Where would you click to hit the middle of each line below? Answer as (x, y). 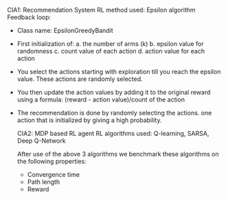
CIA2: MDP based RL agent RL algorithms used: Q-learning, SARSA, (113, 133)
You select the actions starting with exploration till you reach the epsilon (119, 72)
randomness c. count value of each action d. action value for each (111, 51)
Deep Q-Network (42, 141)
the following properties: (52, 161)
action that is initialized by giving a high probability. (89, 120)
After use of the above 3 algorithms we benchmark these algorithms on (118, 154)
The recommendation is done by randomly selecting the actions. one (114, 113)
